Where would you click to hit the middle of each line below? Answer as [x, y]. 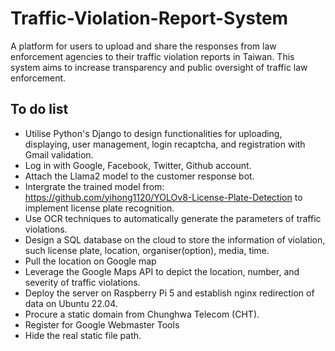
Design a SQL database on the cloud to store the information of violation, [175, 239]
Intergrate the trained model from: [94, 186]
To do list [39, 109]
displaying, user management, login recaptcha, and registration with [165, 144]
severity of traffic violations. [82, 282]
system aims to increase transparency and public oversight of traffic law [159, 67]
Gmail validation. [59, 154]
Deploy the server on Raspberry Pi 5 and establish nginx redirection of [169, 293]
